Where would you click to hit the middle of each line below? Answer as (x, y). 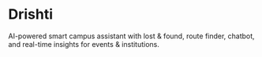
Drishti (31, 14)
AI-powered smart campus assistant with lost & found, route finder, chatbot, (131, 36)
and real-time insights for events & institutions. (84, 44)
